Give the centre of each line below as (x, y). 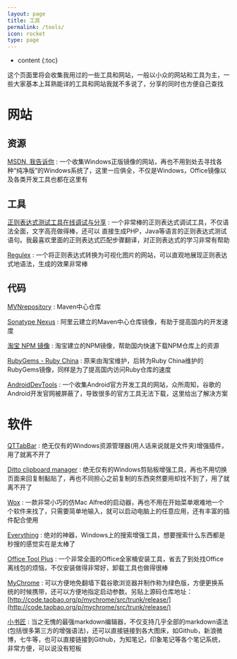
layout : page (26, 14)
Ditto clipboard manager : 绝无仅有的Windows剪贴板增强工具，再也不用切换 (117, 469)
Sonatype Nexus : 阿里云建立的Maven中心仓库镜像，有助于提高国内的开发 (115, 321)
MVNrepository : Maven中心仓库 (54, 306)
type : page (23, 40)
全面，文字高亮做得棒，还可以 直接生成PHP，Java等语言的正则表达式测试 (120, 231)
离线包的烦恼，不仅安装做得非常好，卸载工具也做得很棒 (87, 568)
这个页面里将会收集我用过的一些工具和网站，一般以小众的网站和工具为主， (115, 75)
